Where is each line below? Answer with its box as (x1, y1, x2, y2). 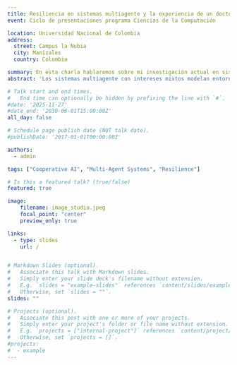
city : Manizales (13, 49, 61, 56)
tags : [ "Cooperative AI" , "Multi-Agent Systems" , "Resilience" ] (7, 165, 200, 173)
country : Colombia (13, 56, 68, 64)
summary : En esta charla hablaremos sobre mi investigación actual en (7, 68, 219, 76)
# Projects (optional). (7, 308, 78, 315)
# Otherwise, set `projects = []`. (7, 334, 119, 341)
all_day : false (7, 114, 52, 121)
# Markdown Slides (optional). (7, 262, 99, 269)
